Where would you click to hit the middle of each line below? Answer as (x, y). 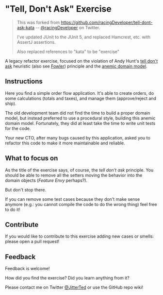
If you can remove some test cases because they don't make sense (73, 199)
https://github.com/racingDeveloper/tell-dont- (107, 22)
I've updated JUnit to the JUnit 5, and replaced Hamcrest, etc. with (83, 37)
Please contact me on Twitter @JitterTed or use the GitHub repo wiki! (74, 287)
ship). (11, 104)
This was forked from (38, 22)
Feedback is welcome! (27, 269)
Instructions (24, 81)
